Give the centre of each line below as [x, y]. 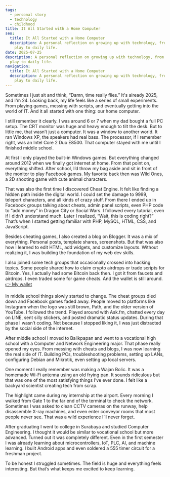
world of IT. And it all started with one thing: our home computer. [73, 111]
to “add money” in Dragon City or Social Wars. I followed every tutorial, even [85, 210]
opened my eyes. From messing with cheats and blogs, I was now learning [83, 349]
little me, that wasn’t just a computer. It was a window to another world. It [81, 132]
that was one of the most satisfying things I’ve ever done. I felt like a [76, 380]
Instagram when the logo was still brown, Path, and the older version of [79, 306]
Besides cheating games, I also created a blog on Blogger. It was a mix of [82, 236]
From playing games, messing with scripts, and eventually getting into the [82, 106]
